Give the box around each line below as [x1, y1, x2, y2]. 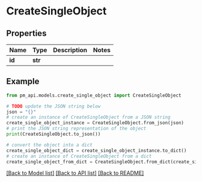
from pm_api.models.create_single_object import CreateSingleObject [6, 92, 182, 99]
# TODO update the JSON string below [6, 103, 101, 109]
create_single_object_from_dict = [6, 159, 93, 165]
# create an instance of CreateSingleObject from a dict [6, 153, 152, 159]
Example [6, 76, 40, 86]
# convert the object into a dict [6, 142, 93, 148]
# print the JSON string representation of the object [6, 126, 147, 132]
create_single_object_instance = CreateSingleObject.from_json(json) [6, 120, 185, 126]
